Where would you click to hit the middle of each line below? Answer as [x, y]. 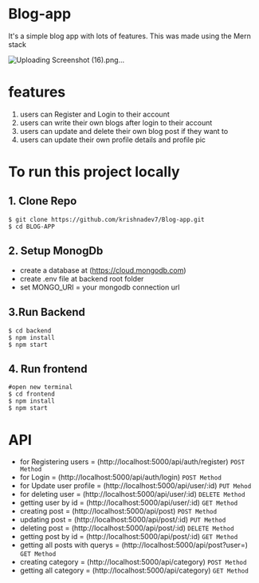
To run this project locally [94, 172]
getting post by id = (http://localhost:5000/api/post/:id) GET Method [129, 537]
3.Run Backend [47, 312]
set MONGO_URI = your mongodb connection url [100, 287]
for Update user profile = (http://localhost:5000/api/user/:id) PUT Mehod [135, 486]
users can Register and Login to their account [94, 114]
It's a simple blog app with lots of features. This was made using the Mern [129, 36]
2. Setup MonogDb [56, 251]
